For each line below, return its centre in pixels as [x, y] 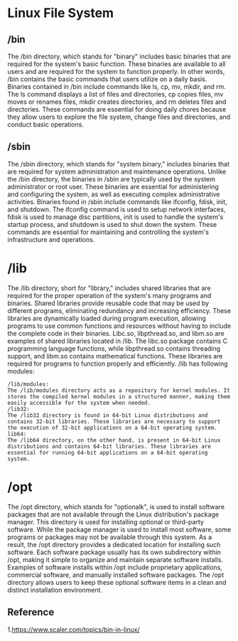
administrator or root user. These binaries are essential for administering [113, 186]
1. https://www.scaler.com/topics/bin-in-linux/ [74, 629]
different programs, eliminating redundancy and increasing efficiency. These [119, 310]
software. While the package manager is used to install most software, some [119, 529]
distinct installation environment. [55, 590]
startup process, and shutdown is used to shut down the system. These [112, 224]
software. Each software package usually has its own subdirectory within [114, 552]
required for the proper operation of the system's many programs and [109, 295]
